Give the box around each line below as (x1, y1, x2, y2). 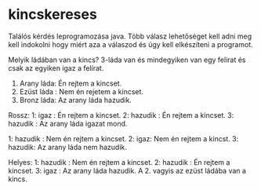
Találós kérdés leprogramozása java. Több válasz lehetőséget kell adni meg (8, 31, 252, 41)
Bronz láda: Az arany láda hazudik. (19, 95, 132, 104)
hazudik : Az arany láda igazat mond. (8, 119, 128, 128)
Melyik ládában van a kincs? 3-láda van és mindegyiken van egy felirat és (8, 55, 246, 64)
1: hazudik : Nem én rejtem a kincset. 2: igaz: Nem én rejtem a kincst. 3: (8, 133, 239, 143)
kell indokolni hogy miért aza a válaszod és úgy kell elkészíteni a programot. (8, 39, 253, 49)
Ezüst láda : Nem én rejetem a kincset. (19, 86, 143, 96)
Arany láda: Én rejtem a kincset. (19, 79, 122, 88)
